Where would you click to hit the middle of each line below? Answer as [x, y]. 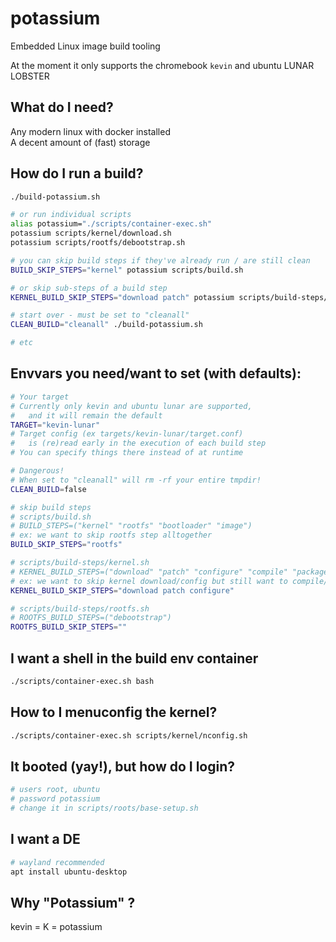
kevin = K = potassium [56, 927]
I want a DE [45, 839]
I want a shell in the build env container [134, 658]
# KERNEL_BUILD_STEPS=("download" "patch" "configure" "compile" [149, 572]
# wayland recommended [57, 862]
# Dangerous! [37, 471]
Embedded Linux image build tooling [85, 46]
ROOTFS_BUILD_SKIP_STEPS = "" [69, 627]
